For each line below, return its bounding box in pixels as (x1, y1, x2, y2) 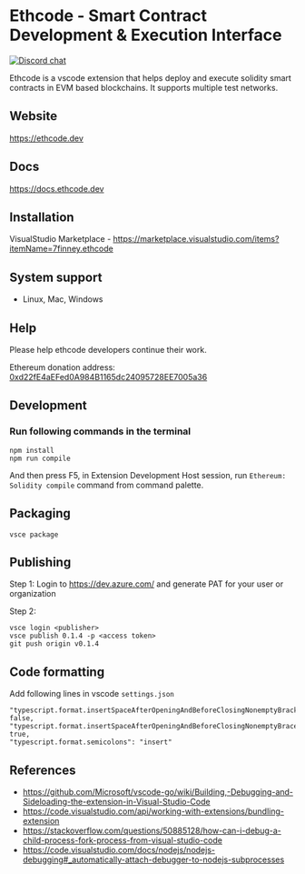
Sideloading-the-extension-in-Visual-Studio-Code (22, 796, 211, 807)
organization (9, 588, 56, 599)
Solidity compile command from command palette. (9, 479, 204, 490)
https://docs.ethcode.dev (9, 183, 104, 194)
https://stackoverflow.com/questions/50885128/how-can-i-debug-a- (22, 825, 281, 836)
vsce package (9, 529, 59, 539)
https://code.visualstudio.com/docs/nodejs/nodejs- (22, 844, 216, 855)
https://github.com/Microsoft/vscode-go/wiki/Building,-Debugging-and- (22, 786, 293, 797)
